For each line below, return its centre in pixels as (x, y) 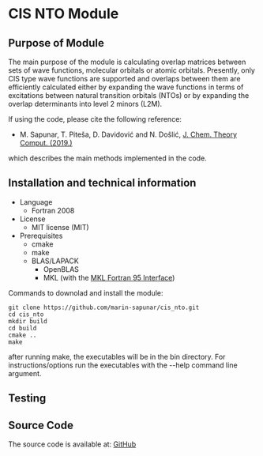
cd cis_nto (26, 314)
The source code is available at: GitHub (72, 444)
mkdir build (28, 321)
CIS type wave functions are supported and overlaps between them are (124, 79)
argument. (25, 373)
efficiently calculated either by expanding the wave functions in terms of (126, 87)
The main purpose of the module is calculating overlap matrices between (127, 62)
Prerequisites (41, 236)
